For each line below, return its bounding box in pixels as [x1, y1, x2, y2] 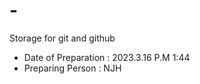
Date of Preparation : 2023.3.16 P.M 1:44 [23, 51, 191, 63]
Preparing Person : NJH [23, 62, 122, 74]
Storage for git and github [9, 32, 116, 44]
